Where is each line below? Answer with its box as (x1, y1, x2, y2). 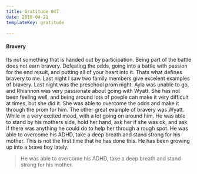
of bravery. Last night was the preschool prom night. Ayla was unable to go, (6, 81, 189, 88)
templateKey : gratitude (6, 19, 65, 25)
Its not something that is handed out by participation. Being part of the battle (6, 56, 192, 63)
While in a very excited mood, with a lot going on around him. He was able (6, 112, 186, 119)
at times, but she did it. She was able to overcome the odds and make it (6, 99, 179, 106)
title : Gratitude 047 (6, 8, 59, 15)
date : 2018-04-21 (6, 14, 49, 20)
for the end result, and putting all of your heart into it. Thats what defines (6, 68, 182, 75)
